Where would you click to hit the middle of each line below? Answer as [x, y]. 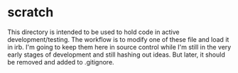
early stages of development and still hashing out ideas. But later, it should [116, 55]
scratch [31, 12]
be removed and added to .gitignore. [61, 62]
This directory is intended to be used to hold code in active [93, 32]
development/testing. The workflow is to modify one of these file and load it [118, 39]
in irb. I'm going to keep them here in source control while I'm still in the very [119, 47]
